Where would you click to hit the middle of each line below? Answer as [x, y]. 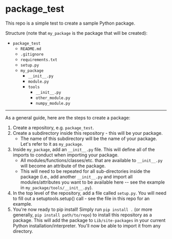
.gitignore [32, 54]
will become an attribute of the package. [63, 166]
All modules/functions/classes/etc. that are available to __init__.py [91, 160]
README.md [31, 49]
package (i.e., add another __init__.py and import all [77, 176]
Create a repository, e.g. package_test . [53, 127]
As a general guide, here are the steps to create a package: [68, 117]
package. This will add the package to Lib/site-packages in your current [89, 220]
